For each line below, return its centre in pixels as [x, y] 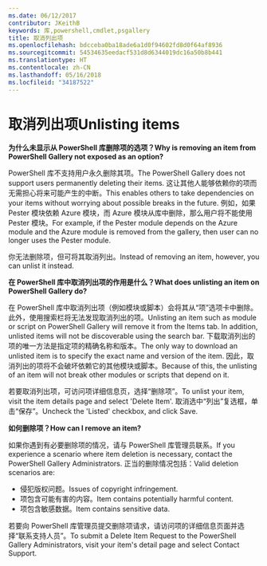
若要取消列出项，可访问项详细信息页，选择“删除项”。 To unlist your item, [126, 391]
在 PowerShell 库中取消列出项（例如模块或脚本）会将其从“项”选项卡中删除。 [133, 308]
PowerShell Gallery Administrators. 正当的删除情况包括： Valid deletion [124, 464]
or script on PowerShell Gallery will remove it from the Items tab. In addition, [133, 327]
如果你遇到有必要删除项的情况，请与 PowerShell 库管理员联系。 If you [122, 445]
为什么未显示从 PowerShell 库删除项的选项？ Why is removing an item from [132, 147]
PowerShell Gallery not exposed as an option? [86, 157]
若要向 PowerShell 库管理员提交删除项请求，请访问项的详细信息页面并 [123, 526]
